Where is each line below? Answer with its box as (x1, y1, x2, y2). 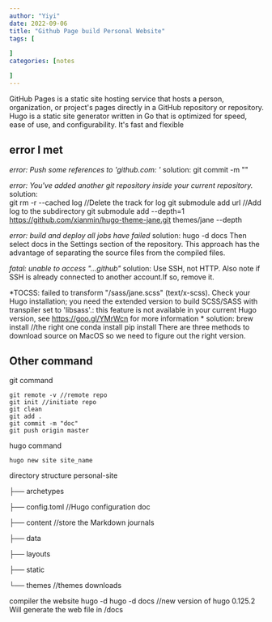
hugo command (9, 441, 62, 450)
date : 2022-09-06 (9, 19, 68, 28)
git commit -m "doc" (9, 420, 79, 428)
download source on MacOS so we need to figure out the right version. (9, 330, 246, 340)
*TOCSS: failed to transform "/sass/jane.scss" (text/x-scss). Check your (9, 288, 251, 297)
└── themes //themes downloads (9, 581, 122, 590)
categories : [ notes (9, 58, 75, 66)
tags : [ (9, 34, 36, 43)
